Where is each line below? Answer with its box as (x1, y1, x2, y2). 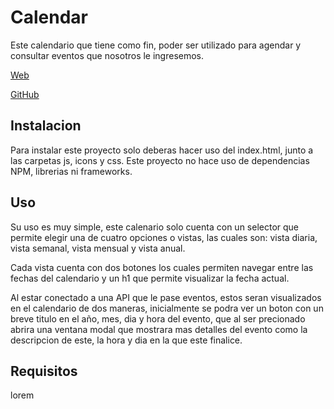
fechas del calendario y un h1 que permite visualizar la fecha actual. (10, 272, 290, 284)
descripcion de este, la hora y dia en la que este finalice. (10, 334, 243, 346)
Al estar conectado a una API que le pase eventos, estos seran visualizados (10, 291, 322, 303)
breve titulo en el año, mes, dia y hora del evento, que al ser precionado (10, 312, 306, 325)
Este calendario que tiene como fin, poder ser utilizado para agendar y (10, 39, 302, 51)
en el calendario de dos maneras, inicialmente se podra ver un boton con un (10, 302, 324, 314)
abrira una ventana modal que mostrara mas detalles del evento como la (10, 323, 308, 335)
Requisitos (10, 362, 78, 380)
